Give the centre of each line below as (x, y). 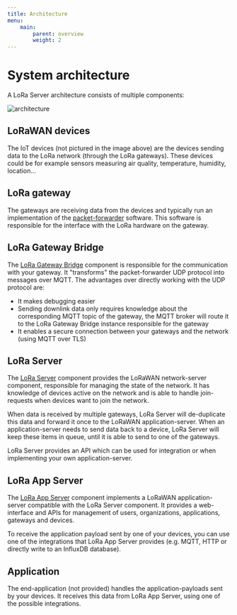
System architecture (69, 76)
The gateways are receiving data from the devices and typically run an (110, 210)
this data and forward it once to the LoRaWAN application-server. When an (116, 422)
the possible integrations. (44, 603)
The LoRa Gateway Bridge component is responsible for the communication (118, 265)
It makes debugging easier (56, 301)
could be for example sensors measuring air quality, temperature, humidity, (117, 163)
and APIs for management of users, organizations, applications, (128, 513)
